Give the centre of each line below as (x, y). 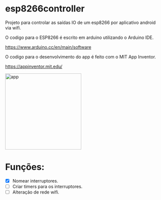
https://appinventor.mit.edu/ (34, 66)
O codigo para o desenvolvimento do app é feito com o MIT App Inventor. (80, 57)
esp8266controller (45, 9)
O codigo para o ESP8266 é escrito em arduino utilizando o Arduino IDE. (80, 37)
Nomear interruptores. (35, 181)
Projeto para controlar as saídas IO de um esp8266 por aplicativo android (80, 22)
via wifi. (13, 27)
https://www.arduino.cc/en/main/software (48, 47)
